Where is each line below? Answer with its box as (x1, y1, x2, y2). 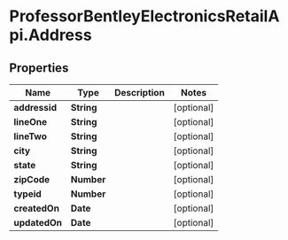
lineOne (13, 116, 47, 128)
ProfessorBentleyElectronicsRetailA (9, 6, 280, 27)
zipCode (13, 174, 51, 185)
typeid (13, 188, 42, 200)
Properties (9, 60, 69, 75)
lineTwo (13, 130, 47, 143)
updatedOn (13, 217, 63, 228)
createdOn (13, 202, 60, 214)
